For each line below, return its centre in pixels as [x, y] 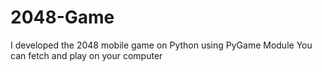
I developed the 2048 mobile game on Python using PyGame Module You [161, 45]
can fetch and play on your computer [86, 55]
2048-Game [62, 17]
